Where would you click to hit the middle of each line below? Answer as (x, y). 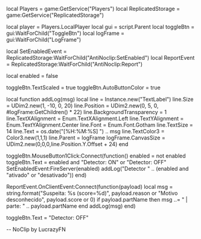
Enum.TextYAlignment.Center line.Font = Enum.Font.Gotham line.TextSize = (100, 125)
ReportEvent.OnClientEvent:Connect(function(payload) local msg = (90, 187)
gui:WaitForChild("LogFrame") (44, 40)
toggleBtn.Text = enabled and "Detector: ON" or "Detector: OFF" (87, 162)
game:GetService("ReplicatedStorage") (55, 15)
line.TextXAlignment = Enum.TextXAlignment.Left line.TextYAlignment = (95, 118)
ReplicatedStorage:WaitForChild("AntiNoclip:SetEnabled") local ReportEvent (101, 58)
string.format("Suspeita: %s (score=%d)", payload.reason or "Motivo (92, 193)
